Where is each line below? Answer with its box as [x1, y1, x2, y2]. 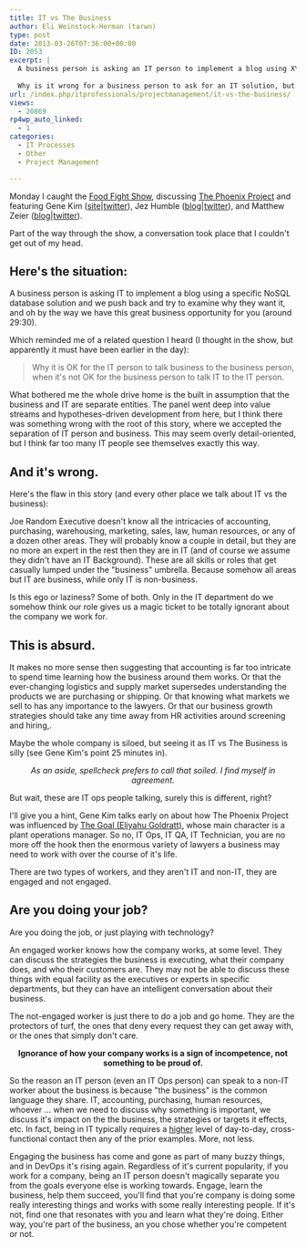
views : [9, 98, 35, 108]
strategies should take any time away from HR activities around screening [9, 710, 286, 721]
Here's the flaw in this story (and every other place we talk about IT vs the [9, 489, 288, 500]
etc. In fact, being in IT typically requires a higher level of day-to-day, [9, 1123, 269, 1134]
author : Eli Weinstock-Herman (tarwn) [9, 22, 157, 31]
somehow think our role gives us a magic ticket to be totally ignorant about [9, 601, 290, 612]
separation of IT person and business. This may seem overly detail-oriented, [9, 428, 297, 439]
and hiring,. [9, 720, 53, 731]
